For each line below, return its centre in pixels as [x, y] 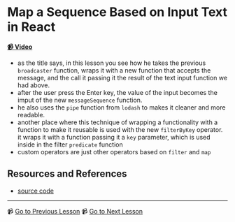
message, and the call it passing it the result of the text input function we [122, 77]
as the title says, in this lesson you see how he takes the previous [112, 63]
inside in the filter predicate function [70, 145]
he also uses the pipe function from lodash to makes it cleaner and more [121, 107]
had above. [34, 85]
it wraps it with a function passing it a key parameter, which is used [114, 137]
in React [31, 27]
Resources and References [67, 174]
